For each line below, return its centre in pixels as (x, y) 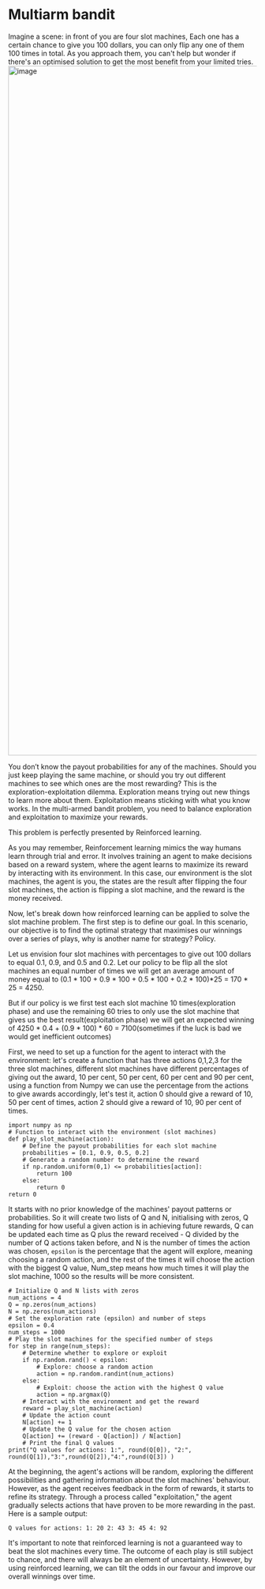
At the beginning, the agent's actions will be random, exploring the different (131, 1471)
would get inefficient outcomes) (60, 1036)
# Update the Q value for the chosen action (97, 1429)
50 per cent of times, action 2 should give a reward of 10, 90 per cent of (125, 1102)
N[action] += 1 (47, 1422)
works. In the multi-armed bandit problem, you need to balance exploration (130, 808)
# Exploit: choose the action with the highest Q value (130, 1387)
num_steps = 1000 (37, 1332)
